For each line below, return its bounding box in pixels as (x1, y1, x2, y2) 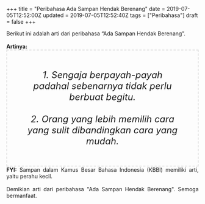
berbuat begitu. (69, 91, 136, 103)
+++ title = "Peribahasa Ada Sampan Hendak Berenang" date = (6, 5, 166, 12)
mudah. (86, 135, 119, 147)
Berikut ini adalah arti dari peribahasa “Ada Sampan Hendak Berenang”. (6, 30, 186, 37)
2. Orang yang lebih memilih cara (30, 113, 175, 125)
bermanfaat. (6, 192, 37, 199)
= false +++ (6, 18, 36, 25)
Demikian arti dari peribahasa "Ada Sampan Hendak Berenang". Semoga (6, 186, 199, 192)
